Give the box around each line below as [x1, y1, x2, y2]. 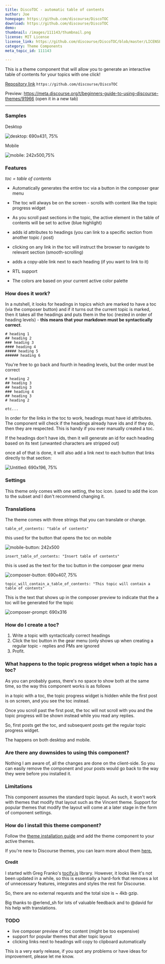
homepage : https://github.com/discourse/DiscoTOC [5, 16, 109, 21]
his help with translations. [5, 905, 57, 910]
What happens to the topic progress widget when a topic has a [5, 660, 157, 667]
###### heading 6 [5, 353, 41, 358]
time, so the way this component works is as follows [5, 683, 111, 689]
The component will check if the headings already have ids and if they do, [5, 421, 155, 426]
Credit [5, 859, 18, 865]
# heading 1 [5, 332, 29, 337]
